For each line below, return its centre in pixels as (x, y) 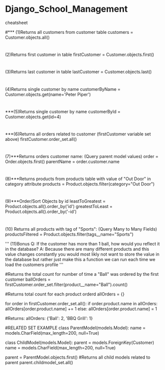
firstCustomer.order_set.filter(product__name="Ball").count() (66, 284)
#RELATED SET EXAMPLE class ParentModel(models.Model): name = (75, 328)
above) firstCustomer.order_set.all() (41, 139)
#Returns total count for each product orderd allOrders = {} (65, 294)
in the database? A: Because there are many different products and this (77, 249)
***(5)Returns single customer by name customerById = (63, 111)
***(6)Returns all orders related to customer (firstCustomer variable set (78, 134)
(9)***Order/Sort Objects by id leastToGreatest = (55, 201)
